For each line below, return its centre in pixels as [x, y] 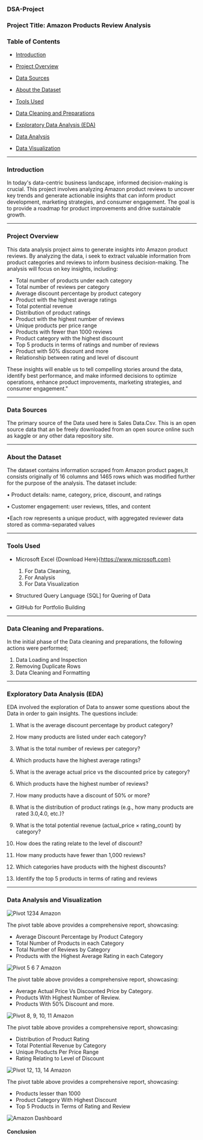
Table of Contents [34, 41]
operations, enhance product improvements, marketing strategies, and [95, 382]
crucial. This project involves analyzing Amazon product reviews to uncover [101, 189]
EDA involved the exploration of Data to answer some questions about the [98, 707]
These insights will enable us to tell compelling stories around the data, [95, 369]
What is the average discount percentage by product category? [94, 725]
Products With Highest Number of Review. [68, 997]
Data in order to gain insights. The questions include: [72, 714]
